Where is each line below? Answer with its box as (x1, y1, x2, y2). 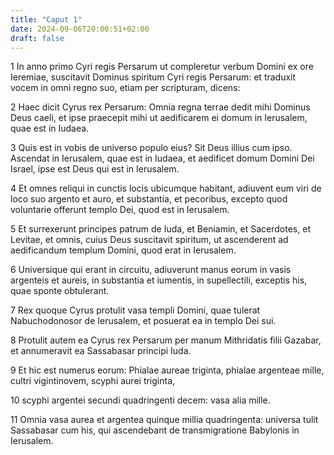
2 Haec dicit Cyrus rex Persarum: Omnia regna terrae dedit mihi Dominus (10, 101, 311, 113)
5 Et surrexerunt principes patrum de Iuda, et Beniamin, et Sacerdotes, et (10, 223, 311, 235)
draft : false (10, 33, 65, 43)
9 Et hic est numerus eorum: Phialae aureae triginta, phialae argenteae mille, (10, 364, 325, 376)
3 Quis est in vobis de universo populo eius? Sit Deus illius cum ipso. (10, 142, 293, 154)
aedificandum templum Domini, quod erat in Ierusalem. (10, 244, 237, 256)
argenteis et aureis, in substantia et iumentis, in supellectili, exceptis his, (10, 274, 308, 286)
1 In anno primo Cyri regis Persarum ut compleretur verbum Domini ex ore (10, 61, 314, 73)
